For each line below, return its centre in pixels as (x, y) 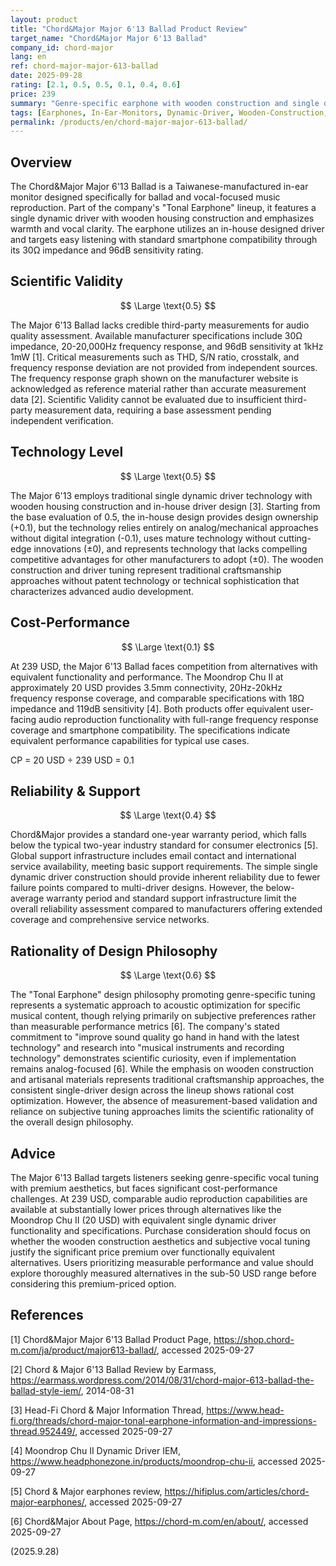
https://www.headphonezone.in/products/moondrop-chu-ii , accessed (154, 1461)
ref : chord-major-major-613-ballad (84, 66)
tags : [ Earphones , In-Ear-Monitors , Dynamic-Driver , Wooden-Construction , (169, 112)
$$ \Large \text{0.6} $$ (168, 975)
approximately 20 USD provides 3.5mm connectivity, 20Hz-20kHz (146, 687)
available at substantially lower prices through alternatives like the (146, 1209)
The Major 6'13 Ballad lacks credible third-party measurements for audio (160, 325)
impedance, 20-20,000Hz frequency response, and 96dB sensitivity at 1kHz (167, 346)
